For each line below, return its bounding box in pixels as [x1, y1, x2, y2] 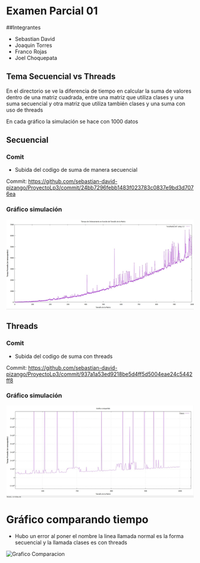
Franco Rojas [14, 48, 48, 55]
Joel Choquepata [14, 54, 58, 61]
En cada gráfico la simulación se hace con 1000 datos [6, 118, 139, 125]
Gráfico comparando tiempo [6, 513, 149, 527]
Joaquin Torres [14, 42, 52, 49]
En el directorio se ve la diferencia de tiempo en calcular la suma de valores [6, 87, 192, 95]
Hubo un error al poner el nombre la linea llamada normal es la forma [14, 532, 184, 539]
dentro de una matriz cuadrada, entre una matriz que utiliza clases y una [6, 93, 184, 100]
